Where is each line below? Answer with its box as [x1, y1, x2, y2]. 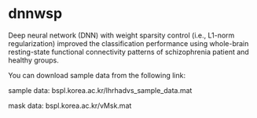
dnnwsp [8, 5, 63, 23]
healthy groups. [8, 55, 59, 65]
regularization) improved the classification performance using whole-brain [8, 38, 249, 48]
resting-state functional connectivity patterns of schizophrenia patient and [8, 47, 249, 56]
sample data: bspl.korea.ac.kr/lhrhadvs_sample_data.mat [8, 85, 193, 95]
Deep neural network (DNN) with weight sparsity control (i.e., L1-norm [8, 30, 235, 40]
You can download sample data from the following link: [8, 70, 186, 80]
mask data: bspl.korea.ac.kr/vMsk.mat [8, 101, 132, 110]
